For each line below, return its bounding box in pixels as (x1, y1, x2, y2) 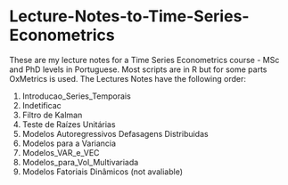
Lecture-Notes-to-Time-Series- (9, 6, 250, 27)
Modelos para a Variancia (21, 138, 117, 149)
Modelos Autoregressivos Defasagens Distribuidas (21, 128, 209, 139)
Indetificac (21, 100, 62, 110)
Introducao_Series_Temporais (21, 91, 131, 101)
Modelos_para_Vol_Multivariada (21, 157, 139, 167)
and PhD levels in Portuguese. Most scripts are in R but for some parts (9, 64, 267, 75)
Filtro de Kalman (21, 109, 83, 120)
